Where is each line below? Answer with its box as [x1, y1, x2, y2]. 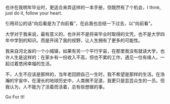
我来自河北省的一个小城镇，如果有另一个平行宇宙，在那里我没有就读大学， [5, 48, 160, 54]
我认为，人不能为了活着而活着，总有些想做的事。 [5, 84, 107, 89]
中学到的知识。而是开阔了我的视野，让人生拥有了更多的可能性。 [9, 37, 143, 43]
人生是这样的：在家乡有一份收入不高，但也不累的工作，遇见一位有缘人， [9, 54, 160, 60]
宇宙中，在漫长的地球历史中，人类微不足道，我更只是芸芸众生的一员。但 [14, 77, 165, 83]
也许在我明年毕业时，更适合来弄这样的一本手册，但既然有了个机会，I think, [5, 5, 161, 10]
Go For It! [5, 94, 25, 99]
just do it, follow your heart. [5, 10, 62, 16]
